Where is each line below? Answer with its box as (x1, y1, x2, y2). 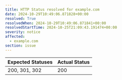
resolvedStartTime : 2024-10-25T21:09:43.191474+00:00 (5, 25, 118, 30)
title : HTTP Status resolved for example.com (5, 7, 99, 12)
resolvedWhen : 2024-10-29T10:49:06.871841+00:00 (5, 20, 106, 26)
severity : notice (5, 30, 41, 34)
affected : (5, 34, 25, 39)
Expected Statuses (7, 59, 53, 65)
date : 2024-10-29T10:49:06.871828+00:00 (5, 12, 89, 16)
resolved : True (5, 16, 36, 21)
